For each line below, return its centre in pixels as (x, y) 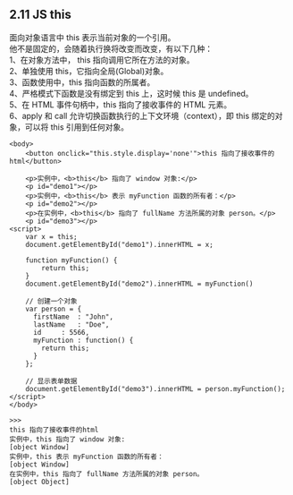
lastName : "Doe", (71, 324)
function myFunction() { (71, 260)
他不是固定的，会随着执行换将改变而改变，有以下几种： (111, 48)
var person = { (54, 309)
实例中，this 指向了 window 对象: (67, 439)
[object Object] (39, 482)
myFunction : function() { (83, 340)
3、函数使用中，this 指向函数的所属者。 (82, 82)
